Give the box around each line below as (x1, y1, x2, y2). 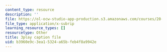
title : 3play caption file (5, 35, 61, 40)
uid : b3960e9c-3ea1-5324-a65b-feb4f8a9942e (5, 40, 97, 45)
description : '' (5, 12, 39, 17)
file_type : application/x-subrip (5, 21, 75, 26)
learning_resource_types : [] (5, 26, 66, 31)
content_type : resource (5, 7, 55, 12)
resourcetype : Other (5, 30, 48, 35)
